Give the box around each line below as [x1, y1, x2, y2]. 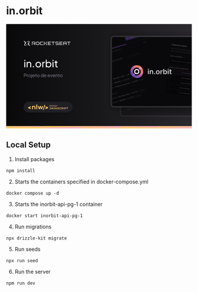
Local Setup [6, 140, 51, 150]
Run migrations [14, 223, 52, 230]
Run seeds [14, 245, 41, 252]
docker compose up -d [6, 190, 60, 196]
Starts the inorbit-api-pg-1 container [14, 201, 103, 208]
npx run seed [6, 258, 38, 264]
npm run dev [6, 280, 35, 286]
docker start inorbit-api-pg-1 [6, 212, 83, 219]
